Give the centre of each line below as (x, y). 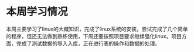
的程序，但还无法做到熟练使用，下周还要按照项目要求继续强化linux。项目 (94, 36)
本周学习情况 (37, 12)
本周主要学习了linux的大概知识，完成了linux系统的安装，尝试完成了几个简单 (97, 29)
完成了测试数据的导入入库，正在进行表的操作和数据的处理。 (88, 43)
